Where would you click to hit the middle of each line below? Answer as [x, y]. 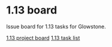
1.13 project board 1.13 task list [43, 38]
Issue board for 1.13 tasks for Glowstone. [56, 26]
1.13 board [32, 10]
